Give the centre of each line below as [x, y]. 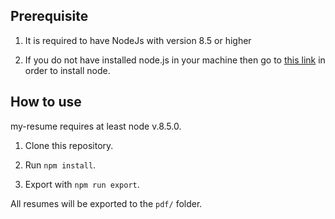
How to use [46, 102]
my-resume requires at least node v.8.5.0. [96, 126]
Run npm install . [60, 165]
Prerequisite [49, 16]
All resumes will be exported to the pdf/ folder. [106, 203]
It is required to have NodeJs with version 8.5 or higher [138, 40]
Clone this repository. [69, 145]
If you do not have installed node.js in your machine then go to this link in [175, 60]
